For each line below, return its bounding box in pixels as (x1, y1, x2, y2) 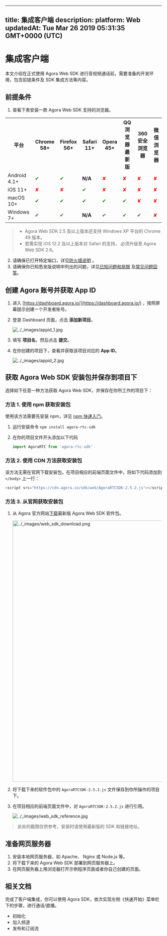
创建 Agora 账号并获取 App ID (5, 286, 96, 294)
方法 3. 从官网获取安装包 (5, 498, 64, 505)
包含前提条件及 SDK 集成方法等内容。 (13, 77, 91, 83)
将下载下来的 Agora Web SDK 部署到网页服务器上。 (12, 860, 118, 866)
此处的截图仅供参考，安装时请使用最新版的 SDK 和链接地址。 (17, 824, 143, 830)
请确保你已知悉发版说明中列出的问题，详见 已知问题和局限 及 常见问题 (12, 264, 153, 270)
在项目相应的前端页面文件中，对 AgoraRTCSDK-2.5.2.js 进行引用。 (12, 803, 147, 809)
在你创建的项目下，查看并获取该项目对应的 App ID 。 (12, 347, 120, 353)
